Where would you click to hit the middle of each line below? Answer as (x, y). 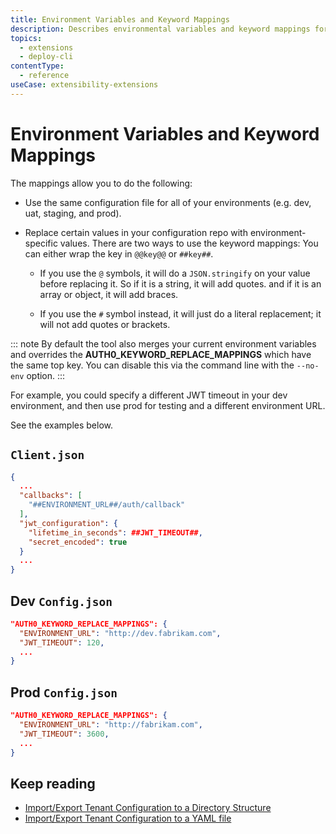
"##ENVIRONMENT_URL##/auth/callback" (107, 505)
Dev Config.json (61, 601)
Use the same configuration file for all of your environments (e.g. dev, (168, 202)
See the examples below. (61, 425)
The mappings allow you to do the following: (101, 183)
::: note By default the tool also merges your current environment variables (163, 343)
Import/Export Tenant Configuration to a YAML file (128, 818)
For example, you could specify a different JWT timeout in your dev (149, 395)
